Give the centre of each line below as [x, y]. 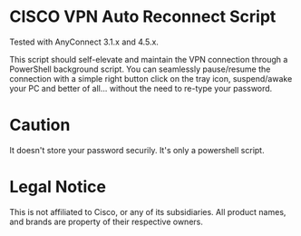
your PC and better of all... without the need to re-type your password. [141, 88]
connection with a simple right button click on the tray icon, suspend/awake [151, 78]
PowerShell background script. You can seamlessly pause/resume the [140, 69]
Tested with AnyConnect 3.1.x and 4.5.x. [84, 42]
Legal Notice [58, 187]
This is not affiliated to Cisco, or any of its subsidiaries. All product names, [148, 211]
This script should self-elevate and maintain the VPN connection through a [149, 59]
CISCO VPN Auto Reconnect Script [143, 17]
